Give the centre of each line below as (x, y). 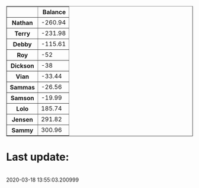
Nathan (22, 23)
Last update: (38, 157)
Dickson (22, 66)
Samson (23, 98)
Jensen (23, 120)
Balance (54, 12)
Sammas (23, 87)
